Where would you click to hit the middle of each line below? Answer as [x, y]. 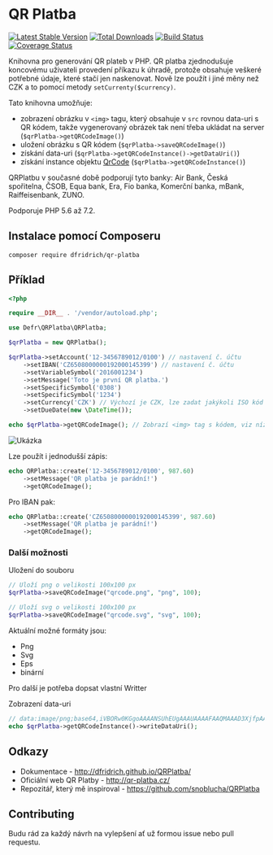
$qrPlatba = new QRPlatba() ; [58, 342]
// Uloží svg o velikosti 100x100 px [72, 608]
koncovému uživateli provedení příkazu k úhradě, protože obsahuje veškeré [135, 69]
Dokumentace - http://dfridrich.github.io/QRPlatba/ [105, 771]
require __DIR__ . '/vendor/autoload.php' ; [83, 313]
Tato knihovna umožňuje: [50, 103]
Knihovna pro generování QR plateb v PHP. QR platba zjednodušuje [121, 61]
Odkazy [28, 752]
